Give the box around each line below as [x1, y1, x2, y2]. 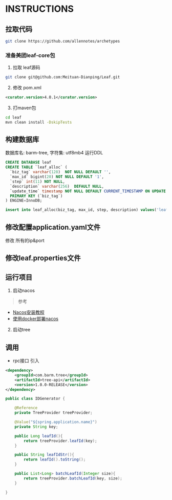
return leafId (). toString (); [24, 457, 86, 462]
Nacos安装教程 [12, 309, 45, 315]
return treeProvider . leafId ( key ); [24, 438, 97, 444]
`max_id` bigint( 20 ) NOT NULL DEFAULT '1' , [10, 174, 104, 179]
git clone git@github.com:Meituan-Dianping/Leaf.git [5, 75, 120, 80]
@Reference [14, 406, 38, 411]
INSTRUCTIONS [5, 3, 74, 15]
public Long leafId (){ [14, 433, 63, 438]
